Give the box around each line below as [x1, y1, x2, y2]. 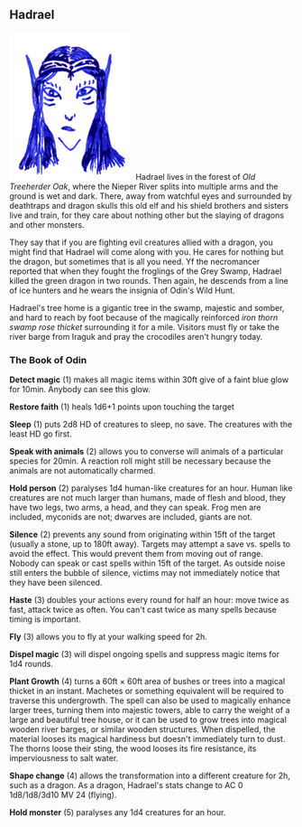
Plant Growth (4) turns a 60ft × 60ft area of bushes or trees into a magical [9, 676, 286, 687]
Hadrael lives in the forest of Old [134, 171, 256, 182]
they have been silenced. [9, 578, 103, 588]
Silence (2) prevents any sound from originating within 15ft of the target [9, 529, 276, 540]
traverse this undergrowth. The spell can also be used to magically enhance [9, 695, 291, 706]
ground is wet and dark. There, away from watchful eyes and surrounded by [9, 190, 293, 202]
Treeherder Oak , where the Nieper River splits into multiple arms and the [9, 181, 279, 192]
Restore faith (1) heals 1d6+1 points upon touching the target [9, 401, 234, 412]
